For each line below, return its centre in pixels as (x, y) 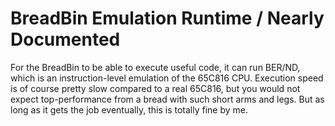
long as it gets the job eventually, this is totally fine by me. (129, 109)
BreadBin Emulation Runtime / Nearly (167, 18)
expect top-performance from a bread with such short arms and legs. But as (167, 99)
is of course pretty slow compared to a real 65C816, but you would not (155, 88)
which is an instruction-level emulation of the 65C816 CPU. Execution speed (167, 78)
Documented (65, 39)
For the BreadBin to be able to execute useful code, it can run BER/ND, (155, 67)
